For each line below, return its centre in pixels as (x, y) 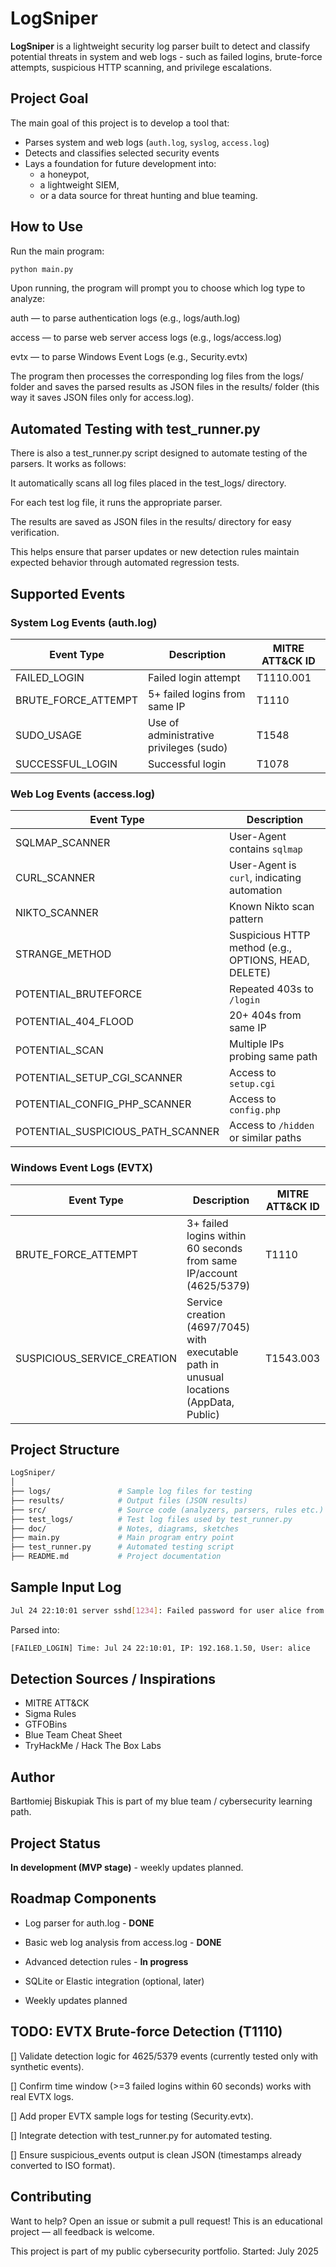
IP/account (212, 1273)
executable (212, 1352)
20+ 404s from (265, 1015)
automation (256, 890)
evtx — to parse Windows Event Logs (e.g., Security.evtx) (129, 357)
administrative (181, 735)
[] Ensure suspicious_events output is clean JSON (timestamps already (156, 2154)
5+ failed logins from (196, 694)
